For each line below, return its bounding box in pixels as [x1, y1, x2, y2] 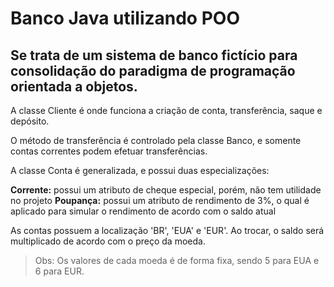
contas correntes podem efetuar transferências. [10, 145, 208, 157]
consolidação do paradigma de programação [10, 62, 296, 79]
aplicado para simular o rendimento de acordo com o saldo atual [10, 205, 277, 217]
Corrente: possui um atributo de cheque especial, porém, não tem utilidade [10, 184, 322, 196]
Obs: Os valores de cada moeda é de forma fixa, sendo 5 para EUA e [34, 255, 320, 266]
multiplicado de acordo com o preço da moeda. [10, 235, 206, 247]
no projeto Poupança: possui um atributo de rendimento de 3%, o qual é [10, 195, 310, 206]
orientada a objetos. [10, 78, 138, 95]
